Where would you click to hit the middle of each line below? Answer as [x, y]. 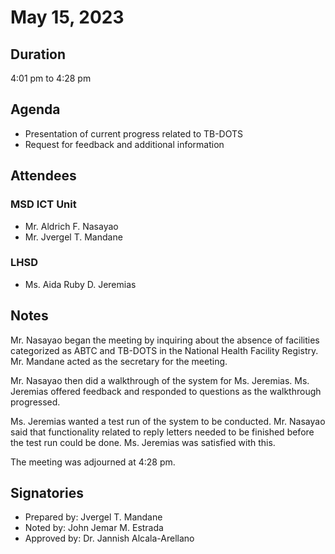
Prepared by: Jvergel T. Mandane [93, 517]
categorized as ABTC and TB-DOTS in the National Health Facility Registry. [164, 350]
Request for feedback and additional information [124, 144]
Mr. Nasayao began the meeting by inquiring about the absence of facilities [165, 340]
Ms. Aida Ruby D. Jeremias [80, 284]
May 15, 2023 [67, 17]
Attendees [43, 176]
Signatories [47, 493]
